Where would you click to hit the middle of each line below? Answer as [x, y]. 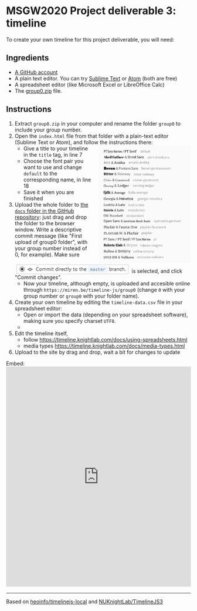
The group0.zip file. [38, 91]
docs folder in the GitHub [44, 211]
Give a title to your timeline [55, 148]
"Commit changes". [38, 277]
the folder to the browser [45, 223]
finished [33, 198]
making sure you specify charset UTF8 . [69, 320]
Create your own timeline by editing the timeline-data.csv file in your [98, 302]
